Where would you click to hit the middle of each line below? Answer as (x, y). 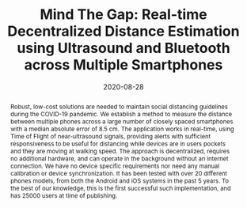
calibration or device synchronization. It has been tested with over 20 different (119, 173)
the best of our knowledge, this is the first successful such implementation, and (120, 188)
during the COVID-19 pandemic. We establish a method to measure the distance (121, 113)
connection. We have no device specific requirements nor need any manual (115, 166)
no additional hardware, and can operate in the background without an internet (119, 159)
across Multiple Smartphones (123, 65)
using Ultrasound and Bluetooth (123, 48)
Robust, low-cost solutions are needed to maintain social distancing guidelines (119, 106)
